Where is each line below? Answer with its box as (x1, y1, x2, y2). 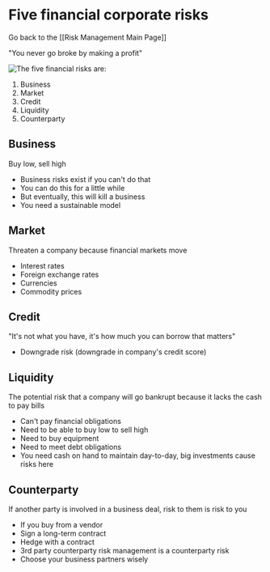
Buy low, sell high (8, 159, 66, 168)
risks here (19, 460, 54, 469)
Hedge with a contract (19, 537, 95, 547)
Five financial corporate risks (8, 6, 209, 24)
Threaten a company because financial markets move (8, 245, 188, 255)
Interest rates (19, 261, 65, 270)
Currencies (19, 278, 58, 288)
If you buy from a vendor (19, 520, 103, 529)
